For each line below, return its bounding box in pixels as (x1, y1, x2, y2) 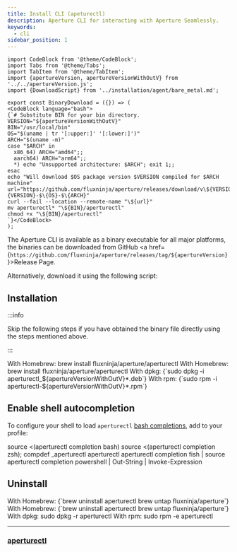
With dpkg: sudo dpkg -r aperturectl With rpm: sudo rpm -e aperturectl (7, 512, 214, 520)
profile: (7, 428, 28, 437)
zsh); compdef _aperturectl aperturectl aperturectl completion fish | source (7, 450, 226, 458)
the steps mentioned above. (7, 331, 89, 340)
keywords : (7, 23, 37, 30)
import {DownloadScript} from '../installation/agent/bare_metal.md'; (7, 87, 219, 94)
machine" (7, 180, 33, 187)
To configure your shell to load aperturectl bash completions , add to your (7, 421, 223, 430)
